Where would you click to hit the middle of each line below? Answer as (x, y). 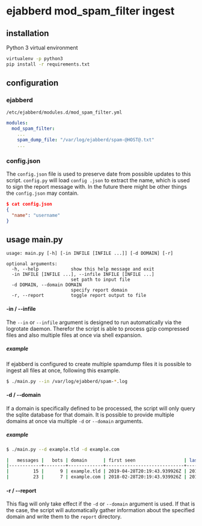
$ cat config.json (29, 204)
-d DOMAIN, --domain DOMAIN (47, 285)
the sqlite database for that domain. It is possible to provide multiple (90, 414)
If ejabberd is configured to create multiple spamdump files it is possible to (99, 364)
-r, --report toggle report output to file (79, 296)
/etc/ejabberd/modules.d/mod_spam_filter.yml (64, 112)
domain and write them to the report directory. (64, 517)
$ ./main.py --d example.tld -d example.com (63, 449)
